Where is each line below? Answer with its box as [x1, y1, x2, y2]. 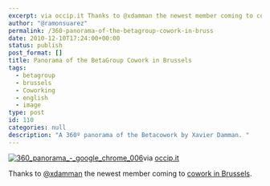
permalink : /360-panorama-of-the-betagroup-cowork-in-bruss [8, 26, 215, 34]
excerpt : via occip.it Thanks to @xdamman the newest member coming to [8, 11, 253, 20]
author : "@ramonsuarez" [8, 19, 88, 27]
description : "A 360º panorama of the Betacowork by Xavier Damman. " [8, 131, 250, 139]
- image [15, 101, 42, 109]
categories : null [8, 123, 67, 131]
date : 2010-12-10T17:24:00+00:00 [8, 34, 121, 42]
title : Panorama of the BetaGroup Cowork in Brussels [8, 57, 193, 65]
